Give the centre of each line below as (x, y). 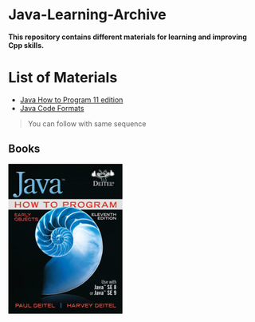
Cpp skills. (26, 45)
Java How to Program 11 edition (71, 99)
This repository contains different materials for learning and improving (127, 37)
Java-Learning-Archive (88, 15)
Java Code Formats (52, 108)
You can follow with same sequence (87, 123)
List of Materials (63, 78)
